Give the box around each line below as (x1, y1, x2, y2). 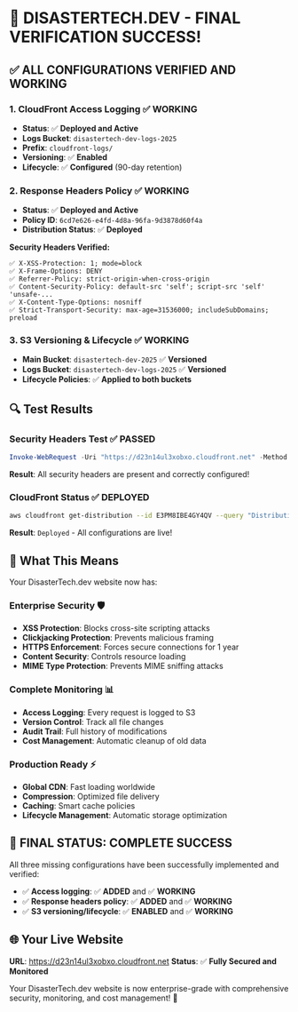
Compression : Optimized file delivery (21, 791, 160, 801)
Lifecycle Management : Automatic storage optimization (21, 809, 228, 820)
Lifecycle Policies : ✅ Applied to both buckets (21, 374, 192, 385)
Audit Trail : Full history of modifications (21, 726, 168, 737)
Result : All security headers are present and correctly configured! (9, 469, 250, 480)
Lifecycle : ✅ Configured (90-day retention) (21, 162, 183, 172)
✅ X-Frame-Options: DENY (9, 267, 103, 276)
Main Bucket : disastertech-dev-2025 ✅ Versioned (21, 355, 208, 365)
